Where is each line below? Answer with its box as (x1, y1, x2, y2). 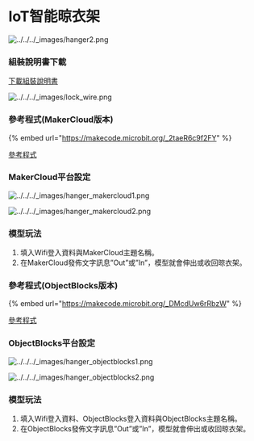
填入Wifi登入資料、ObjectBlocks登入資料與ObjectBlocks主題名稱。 (19, 414, 242, 424)
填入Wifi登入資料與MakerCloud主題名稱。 (19, 248, 159, 258)
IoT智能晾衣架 (8, 7, 101, 26)
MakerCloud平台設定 (8, 171, 91, 183)
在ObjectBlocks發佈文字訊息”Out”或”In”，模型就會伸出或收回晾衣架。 (19, 424, 251, 434)
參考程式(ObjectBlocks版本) (8, 280, 119, 292)
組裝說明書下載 (8, 56, 67, 67)
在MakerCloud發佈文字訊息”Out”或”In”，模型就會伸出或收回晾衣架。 (19, 258, 247, 267)
